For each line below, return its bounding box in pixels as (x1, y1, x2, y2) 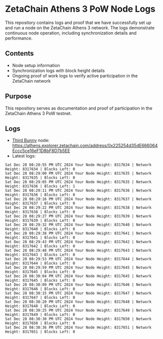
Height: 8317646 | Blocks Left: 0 (5, 287, 76, 292)
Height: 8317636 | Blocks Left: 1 (5, 184, 76, 189)
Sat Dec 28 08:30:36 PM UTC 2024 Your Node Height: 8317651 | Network (5, 325, 152, 330)
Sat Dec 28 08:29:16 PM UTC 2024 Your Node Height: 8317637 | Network (5, 197, 152, 202)
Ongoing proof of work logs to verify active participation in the (12, 72, 138, 79)
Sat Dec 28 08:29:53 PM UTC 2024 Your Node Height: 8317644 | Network (5, 257, 152, 262)
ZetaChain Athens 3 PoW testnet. (5, 110, 72, 116)
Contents (5, 49, 34, 58)
